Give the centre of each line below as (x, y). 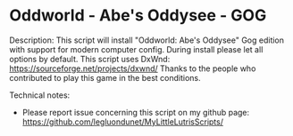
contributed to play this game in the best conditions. (105, 77)
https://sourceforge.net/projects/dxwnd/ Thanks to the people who (133, 68)
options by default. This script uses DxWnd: (90, 59)
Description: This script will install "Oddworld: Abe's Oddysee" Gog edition (146, 40)
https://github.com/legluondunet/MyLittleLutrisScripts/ (122, 122)
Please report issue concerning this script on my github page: (136, 112)
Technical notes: (40, 95)
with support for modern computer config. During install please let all (136, 49)
